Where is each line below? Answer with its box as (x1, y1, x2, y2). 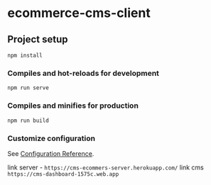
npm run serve (7, 84, 50, 91)
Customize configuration (7, 133, 96, 143)
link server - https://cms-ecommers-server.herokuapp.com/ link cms (7, 163, 204, 172)
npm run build (7, 117, 50, 124)
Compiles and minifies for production (7, 101, 139, 111)
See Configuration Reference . (7, 149, 94, 157)
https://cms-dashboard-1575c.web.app (7, 170, 119, 178)
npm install (7, 52, 43, 59)
